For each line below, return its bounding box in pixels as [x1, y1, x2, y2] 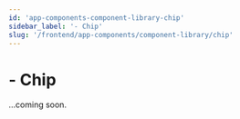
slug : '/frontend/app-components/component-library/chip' [8, 30, 234, 39]
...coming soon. [8, 99, 68, 110]
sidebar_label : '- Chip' [8, 22, 103, 31]
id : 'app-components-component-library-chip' [8, 13, 184, 23]
